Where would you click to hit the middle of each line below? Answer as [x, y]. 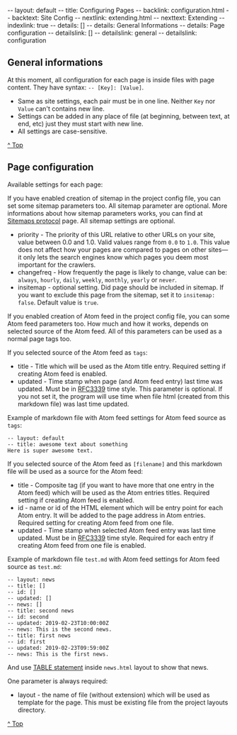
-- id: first [27, 641]
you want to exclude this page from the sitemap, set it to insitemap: [116, 294]
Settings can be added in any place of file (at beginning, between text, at [123, 116]
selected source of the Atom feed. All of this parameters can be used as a [115, 331]
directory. [31, 709]
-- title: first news [39, 635]
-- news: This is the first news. [58, 654]
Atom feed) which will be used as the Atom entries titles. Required [114, 492]
